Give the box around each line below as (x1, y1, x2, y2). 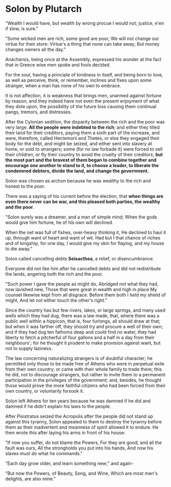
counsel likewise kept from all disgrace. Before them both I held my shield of (5, 292, 166, 298)
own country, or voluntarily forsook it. (5, 388, 84, 394)
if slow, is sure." (5, 25, 38, 31)
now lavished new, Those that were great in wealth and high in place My (5, 286, 157, 292)
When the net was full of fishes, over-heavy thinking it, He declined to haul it (5, 229, 166, 235)
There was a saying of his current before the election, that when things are (5, 193, 164, 199)
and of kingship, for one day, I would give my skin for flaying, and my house (5, 240, 164, 246)
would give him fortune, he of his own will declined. (5, 219, 114, 226)
